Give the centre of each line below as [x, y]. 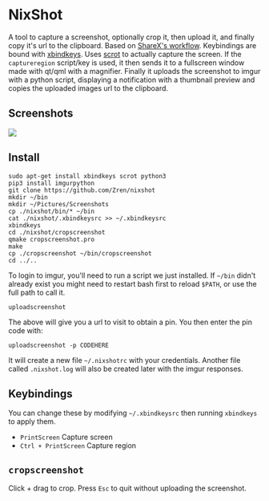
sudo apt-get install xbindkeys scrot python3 [87, 176]
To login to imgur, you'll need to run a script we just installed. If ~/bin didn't [132, 275]
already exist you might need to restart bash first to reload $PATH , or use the [133, 283]
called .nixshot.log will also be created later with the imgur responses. [126, 369]
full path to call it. [37, 292]
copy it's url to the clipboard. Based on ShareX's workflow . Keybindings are [132, 45]
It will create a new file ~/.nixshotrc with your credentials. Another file [124, 360]
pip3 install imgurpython [51, 183]
